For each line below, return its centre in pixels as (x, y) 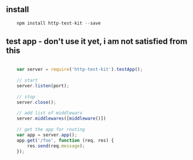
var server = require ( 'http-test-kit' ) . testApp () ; (80, 70)
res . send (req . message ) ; (56, 146)
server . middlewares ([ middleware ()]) (62, 119)
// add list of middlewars (50, 113)
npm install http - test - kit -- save (59, 23)
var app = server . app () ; (47, 135)
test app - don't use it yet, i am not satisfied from (97, 41)
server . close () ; (37, 102)
